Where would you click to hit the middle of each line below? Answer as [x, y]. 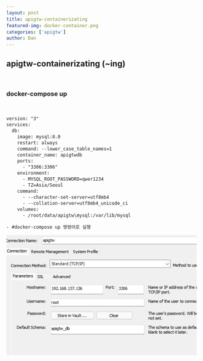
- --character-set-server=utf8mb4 [66, 197]
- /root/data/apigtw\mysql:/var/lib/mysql [76, 216]
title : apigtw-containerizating [47, 19]
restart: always [38, 143]
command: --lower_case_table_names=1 [65, 149]
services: [19, 125]
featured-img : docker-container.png [52, 25]
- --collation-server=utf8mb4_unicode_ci [75, 203]
